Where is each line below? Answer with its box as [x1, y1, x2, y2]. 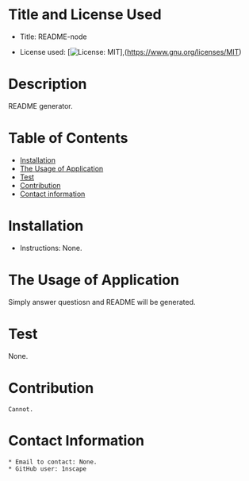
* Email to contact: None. [8, 458, 98, 466]
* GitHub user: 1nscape [8, 464, 87, 473]
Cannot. [8, 405, 34, 414]
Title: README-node [19, 32, 87, 41]
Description [8, 75, 87, 93]
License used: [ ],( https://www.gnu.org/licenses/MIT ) [19, 47, 242, 56]
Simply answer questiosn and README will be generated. [8, 297, 196, 306]
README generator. [8, 101, 73, 110]
